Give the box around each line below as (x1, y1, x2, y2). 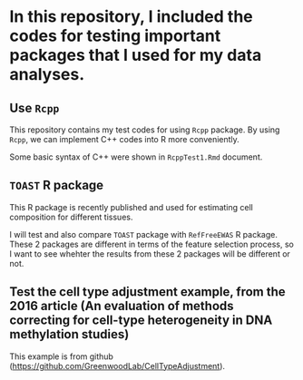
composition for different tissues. (9, 211, 133, 222)
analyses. (9, 64, 85, 85)
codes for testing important (9, 25, 221, 46)
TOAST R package (9, 178, 104, 193)
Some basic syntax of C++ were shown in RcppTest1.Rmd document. (9, 151, 263, 162)
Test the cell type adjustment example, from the (9, 284, 286, 300)
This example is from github (9, 351, 113, 362)
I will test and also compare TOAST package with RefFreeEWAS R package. (9, 229, 279, 239)
